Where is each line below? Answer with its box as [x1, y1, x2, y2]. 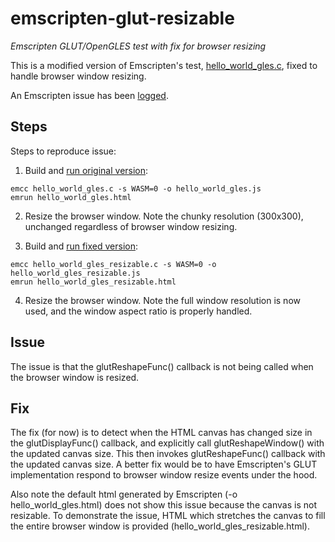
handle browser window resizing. [10, 70, 147, 82]
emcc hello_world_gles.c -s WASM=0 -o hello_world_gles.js [10, 183, 262, 194]
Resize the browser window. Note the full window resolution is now [24, 294, 301, 306]
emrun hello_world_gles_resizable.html [10, 277, 177, 287]
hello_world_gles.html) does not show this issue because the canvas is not [10, 499, 317, 511]
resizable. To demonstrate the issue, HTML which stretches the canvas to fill [10, 510, 326, 522]
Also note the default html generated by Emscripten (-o [10, 488, 238, 501]
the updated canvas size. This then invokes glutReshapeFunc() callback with [10, 448, 326, 460]
